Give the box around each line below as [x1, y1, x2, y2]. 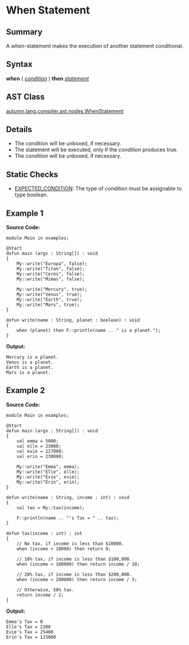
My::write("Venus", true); [16, 291, 83, 298]
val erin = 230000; [16, 453, 64, 459]
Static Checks [6, 169, 59, 179]
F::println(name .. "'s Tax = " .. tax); [16, 515, 119, 521]
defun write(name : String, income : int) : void [6, 494, 130, 500]
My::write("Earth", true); [16, 297, 83, 303]
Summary [6, 27, 43, 37]
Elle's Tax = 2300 [6, 624, 51, 630]
